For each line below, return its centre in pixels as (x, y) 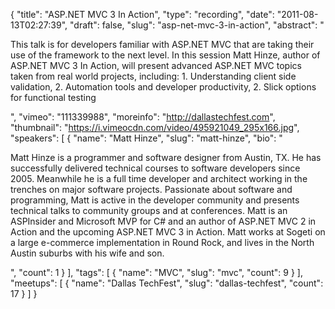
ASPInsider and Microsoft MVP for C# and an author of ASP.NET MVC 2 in (163, 221)
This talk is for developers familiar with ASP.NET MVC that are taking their (162, 44)
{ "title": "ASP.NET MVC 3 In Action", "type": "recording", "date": (142, 14)
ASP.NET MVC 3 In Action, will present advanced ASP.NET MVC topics (156, 65)
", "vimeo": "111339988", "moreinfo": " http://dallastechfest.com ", (143, 117)
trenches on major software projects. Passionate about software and (151, 189)
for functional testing (53, 97)
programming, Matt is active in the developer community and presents (155, 200)
